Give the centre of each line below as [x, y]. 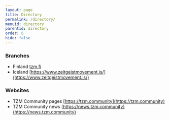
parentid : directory [27, 29]
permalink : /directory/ [30, 19]
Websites [17, 90]
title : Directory [24, 15]
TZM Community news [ [38, 107]
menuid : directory [25, 24]
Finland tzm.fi [27, 67]
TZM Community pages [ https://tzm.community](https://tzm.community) [89, 101]
